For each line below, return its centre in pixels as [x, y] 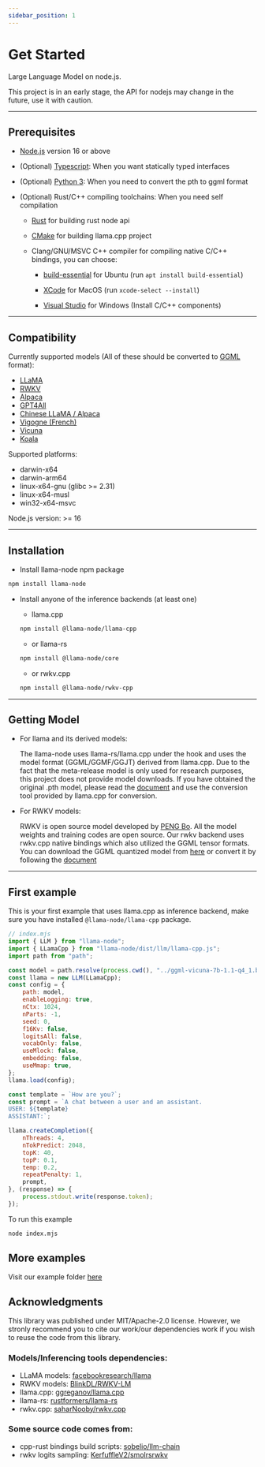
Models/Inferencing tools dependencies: [88, 1358]
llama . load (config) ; [42, 1080]
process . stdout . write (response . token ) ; [88, 1196]
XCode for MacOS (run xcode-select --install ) [121, 290]
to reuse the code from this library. [64, 1338]
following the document [58, 860]
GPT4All [33, 405]
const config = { [37, 985]
